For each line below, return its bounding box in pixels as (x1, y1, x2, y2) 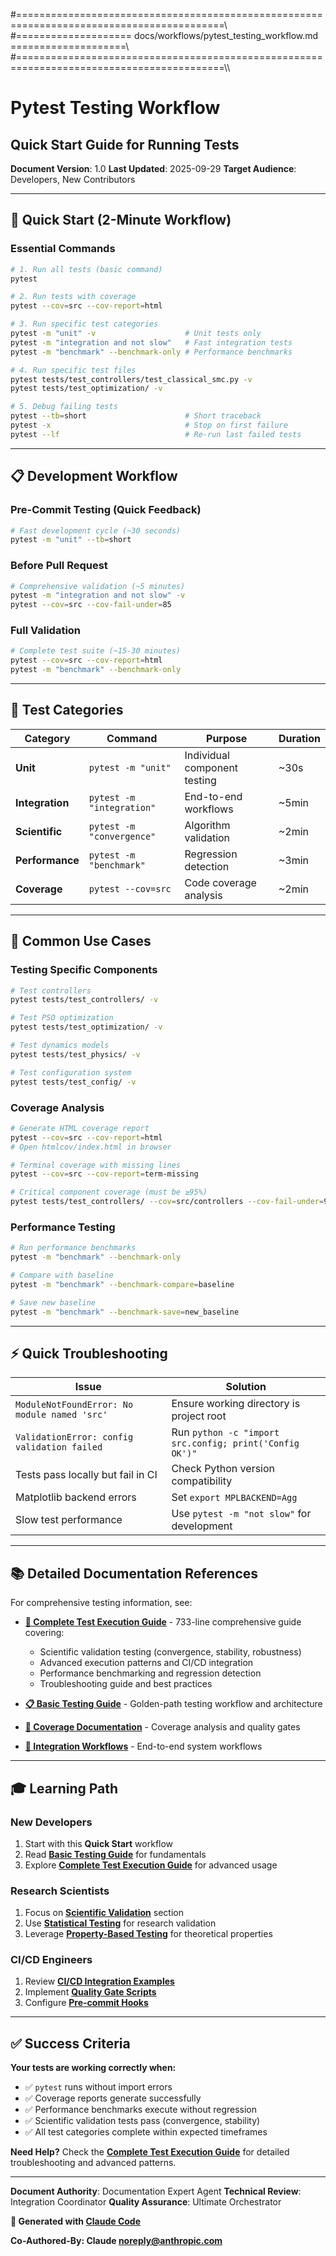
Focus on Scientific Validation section (24, 1907, 184, 1919)
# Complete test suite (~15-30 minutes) (10, 646, 182, 656)
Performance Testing (10, 1220, 116, 1234)
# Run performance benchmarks (10, 1243, 137, 1253)
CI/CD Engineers (10, 1953, 93, 1967)
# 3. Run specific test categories (10, 319, 159, 329)
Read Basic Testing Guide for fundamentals (24, 1848, 207, 1860)
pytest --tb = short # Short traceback (10, 411, 262, 421)
